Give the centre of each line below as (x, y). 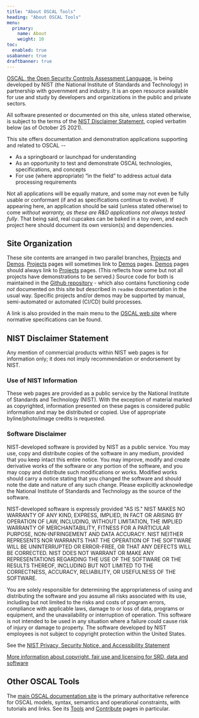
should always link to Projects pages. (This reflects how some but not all (95, 270)
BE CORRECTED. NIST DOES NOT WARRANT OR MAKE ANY (81, 553)
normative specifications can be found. (54, 320)
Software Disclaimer (37, 434)
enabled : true (29, 50)
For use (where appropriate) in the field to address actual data (93, 175)
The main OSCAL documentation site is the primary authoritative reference (98, 696)
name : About (32, 34)
